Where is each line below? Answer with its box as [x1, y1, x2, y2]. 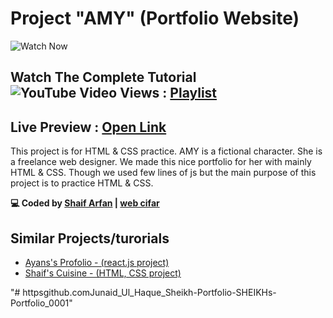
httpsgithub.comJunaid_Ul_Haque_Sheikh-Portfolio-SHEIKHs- [22, 286, 277, 298]
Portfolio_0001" [10, 297, 73, 309]
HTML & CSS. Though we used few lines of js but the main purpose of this [10, 167, 317, 179]
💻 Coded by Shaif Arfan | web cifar [10, 197, 160, 209]
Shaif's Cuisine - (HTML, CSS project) [24, 267, 182, 279]
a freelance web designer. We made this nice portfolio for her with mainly [10, 156, 312, 168]
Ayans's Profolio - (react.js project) [24, 256, 170, 268]
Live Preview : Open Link [10, 118, 167, 136]
